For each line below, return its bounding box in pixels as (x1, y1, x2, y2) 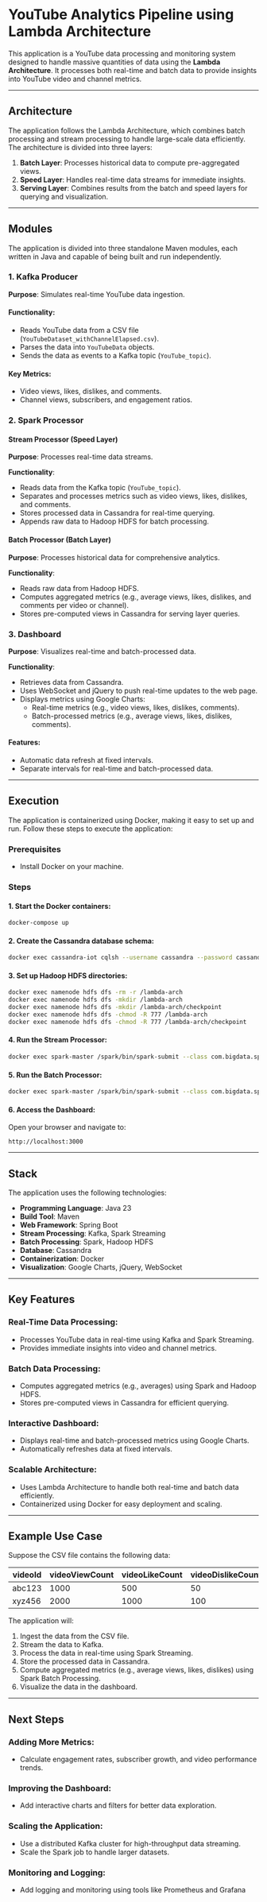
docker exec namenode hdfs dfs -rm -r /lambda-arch (8, 988, 183, 996)
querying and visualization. (19, 191, 109, 201)
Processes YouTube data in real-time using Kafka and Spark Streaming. (19, 1335, 254, 1344)
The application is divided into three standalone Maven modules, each (8, 243, 238, 253)
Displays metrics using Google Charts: (19, 694, 145, 704)
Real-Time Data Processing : (8, 1316, 118, 1328)
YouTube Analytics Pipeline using (8, 6, 234, 24)
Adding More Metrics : (8, 1736, 95, 1747)
